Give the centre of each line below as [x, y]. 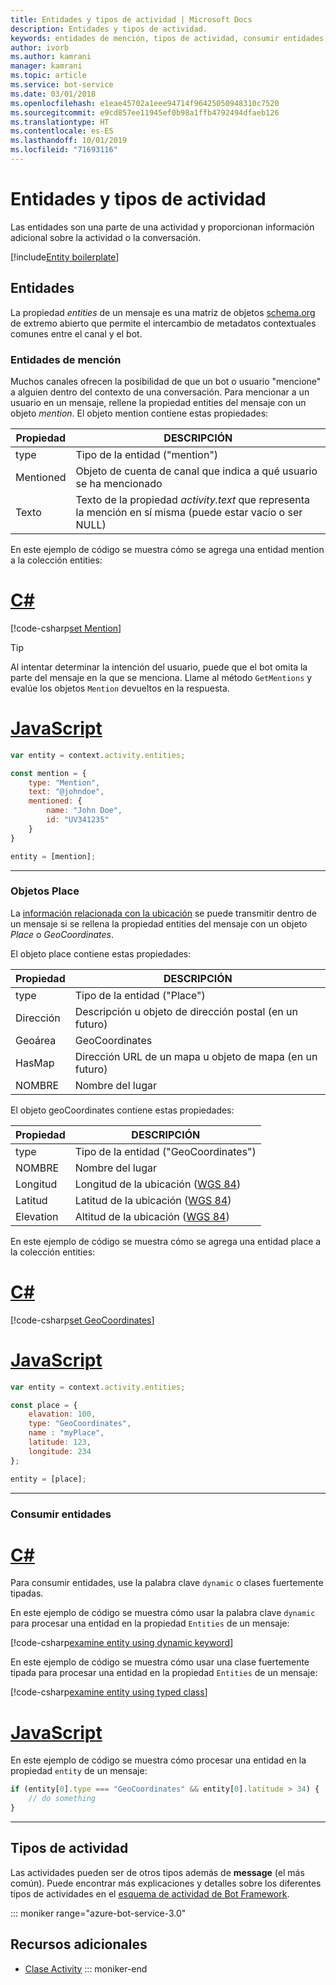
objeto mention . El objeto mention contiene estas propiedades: [139, 413]
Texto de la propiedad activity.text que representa [192, 499]
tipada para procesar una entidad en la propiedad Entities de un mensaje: [164, 1673]
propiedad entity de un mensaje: [79, 1771]
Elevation [37, 1216]
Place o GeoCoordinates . [62, 934]
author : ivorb [40, 47]
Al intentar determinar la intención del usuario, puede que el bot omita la [159, 667]
